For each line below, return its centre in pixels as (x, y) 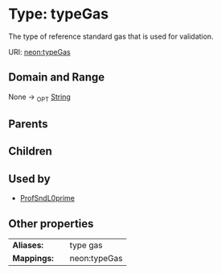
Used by (29, 179)
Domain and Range (57, 77)
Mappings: (33, 258)
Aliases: (28, 245)
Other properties (51, 224)
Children (30, 151)
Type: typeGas (59, 14)
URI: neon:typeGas (39, 52)
